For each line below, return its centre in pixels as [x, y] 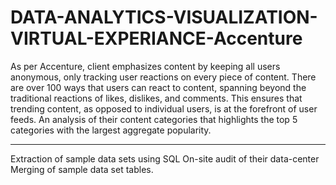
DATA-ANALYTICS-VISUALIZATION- [164, 17]
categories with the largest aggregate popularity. [111, 130]
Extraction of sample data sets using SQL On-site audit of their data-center [165, 158]
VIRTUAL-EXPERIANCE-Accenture [156, 38]
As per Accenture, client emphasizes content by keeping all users [145, 66]
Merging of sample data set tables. [82, 169]
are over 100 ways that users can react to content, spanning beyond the [158, 87]
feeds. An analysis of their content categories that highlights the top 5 [154, 119]
